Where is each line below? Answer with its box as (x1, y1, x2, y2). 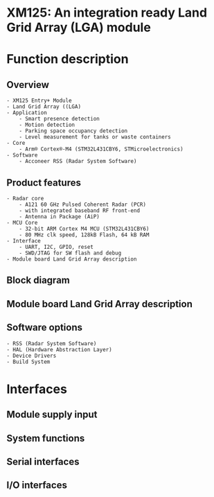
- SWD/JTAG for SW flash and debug (19, 250, 122, 256)
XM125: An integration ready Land (6, 5, 208, 21)
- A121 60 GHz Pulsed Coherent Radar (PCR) (19, 201, 147, 208)
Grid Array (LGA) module (6, 19, 152, 35)
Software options (6, 322, 82, 333)
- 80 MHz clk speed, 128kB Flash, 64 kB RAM (19, 232, 150, 238)
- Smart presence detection (19, 116, 100, 123)
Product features (6, 177, 81, 189)
